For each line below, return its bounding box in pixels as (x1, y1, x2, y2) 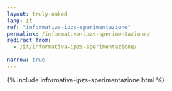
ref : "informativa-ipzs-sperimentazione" (6, 23, 131, 31)
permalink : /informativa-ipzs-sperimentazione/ (6, 30, 151, 38)
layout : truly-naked (6, 10, 68, 18)
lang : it (6, 17, 33, 24)
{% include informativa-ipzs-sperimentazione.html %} (6, 75, 165, 84)
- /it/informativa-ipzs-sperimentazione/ (13, 43, 138, 50)
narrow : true (6, 56, 45, 64)
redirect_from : (6, 37, 52, 44)
